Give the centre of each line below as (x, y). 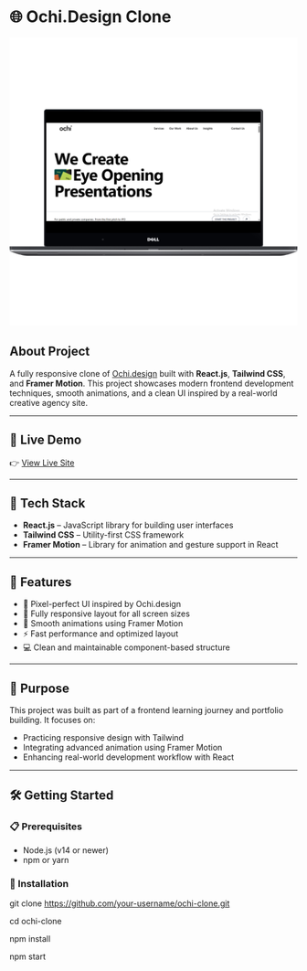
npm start (28, 956)
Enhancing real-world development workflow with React (128, 757)
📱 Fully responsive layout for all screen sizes (106, 614)
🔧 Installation (39, 883)
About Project (50, 352)
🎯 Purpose (40, 688)
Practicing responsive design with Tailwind (103, 737)
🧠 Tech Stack (48, 503)
